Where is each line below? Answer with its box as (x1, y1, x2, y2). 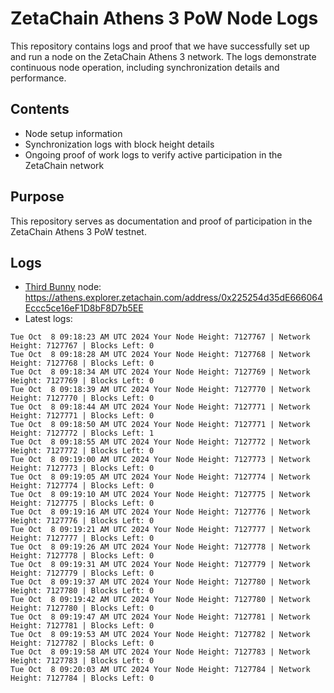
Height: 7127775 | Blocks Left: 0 (10, 498, 155, 509)
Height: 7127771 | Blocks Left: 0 (10, 411, 155, 421)
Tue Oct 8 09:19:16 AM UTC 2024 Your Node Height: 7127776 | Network (10, 507, 311, 517)
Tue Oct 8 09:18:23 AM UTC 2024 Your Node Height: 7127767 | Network (10, 332, 311, 342)
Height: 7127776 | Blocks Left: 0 (10, 516, 155, 526)
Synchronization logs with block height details (24, 138, 215, 150)
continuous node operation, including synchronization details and (10, 61, 280, 73)
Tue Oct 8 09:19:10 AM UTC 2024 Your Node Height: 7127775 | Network (10, 490, 311, 500)
